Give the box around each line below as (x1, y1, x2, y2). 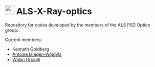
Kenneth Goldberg (12, 46, 49, 52)
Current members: (5, 37, 43, 43)
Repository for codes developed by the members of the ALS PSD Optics (5, 22, 150, 28)
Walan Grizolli (12, 56, 40, 62)
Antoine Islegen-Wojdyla (12, 51, 62, 57)
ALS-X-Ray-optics (16, 6, 92, 17)
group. (5, 27, 19, 33)
